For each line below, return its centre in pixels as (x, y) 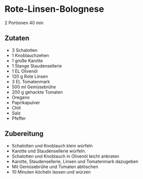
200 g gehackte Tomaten (37, 92)
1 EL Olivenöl (25, 71)
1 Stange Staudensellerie (37, 66)
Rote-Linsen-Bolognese (54, 9)
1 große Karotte (27, 61)
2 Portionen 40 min (24, 23)
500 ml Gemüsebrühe (34, 87)
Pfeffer (19, 118)
